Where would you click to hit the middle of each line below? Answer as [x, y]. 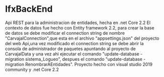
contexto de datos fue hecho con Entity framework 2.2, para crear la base [80, 27]
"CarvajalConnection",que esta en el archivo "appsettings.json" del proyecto [82, 38]
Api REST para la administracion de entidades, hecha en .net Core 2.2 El [78, 23]
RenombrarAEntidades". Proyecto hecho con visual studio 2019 [89, 64]
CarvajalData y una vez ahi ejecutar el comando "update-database [72, 54]
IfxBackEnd [29, 9]
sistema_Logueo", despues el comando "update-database [84, 59]
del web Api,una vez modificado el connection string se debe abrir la [74, 43]
